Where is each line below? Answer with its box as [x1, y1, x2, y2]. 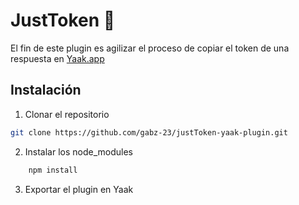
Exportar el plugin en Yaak [24, 183, 134, 195]
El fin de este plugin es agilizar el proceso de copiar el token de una [10, 42, 290, 54]
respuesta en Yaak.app [10, 52, 105, 64]
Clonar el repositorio [24, 108, 110, 120]
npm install [28, 165, 78, 175]
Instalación [10, 82, 82, 99]
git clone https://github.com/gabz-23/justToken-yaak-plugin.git [10, 127, 288, 138]
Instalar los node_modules [24, 145, 134, 158]
